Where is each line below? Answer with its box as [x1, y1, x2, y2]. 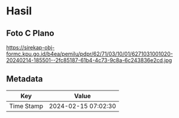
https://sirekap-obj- [6, 44, 55, 51]
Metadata [6, 74, 43, 84]
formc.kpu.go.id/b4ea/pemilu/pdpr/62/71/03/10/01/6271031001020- [6, 50, 174, 58]
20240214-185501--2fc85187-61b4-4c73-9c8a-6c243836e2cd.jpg [6, 57, 172, 63]
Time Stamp [9, 102, 44, 110]
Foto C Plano [6, 28, 54, 38]
